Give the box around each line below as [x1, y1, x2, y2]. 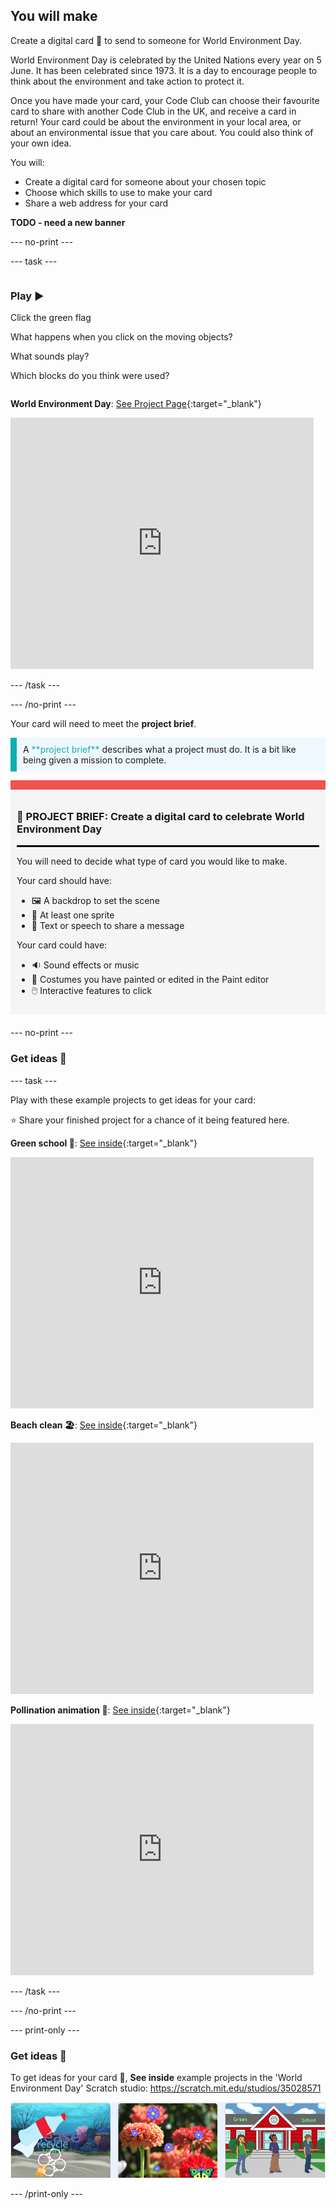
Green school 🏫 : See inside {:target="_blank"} [10, 1137, 198, 1149]
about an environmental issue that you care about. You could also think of [10, 126, 314, 138]
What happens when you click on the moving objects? [10, 331, 233, 343]
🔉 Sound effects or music [31, 959, 140, 971]
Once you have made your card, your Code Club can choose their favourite [10, 94, 320, 106]
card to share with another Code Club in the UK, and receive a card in [10, 105, 297, 117]
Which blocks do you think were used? [10, 370, 170, 382]
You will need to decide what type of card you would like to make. [16, 855, 288, 868]
